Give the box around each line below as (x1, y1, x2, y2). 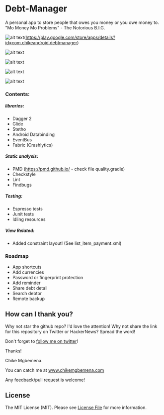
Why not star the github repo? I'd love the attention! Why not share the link (5, 323, 158, 329)
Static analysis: (5, 153, 39, 159)
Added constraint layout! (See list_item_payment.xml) (12, 240, 122, 246)
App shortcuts (12, 264, 42, 270)
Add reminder (12, 280, 41, 286)
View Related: (5, 227, 35, 234)
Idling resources (12, 216, 46, 222)
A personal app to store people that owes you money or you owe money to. (5, 19, 159, 25)
